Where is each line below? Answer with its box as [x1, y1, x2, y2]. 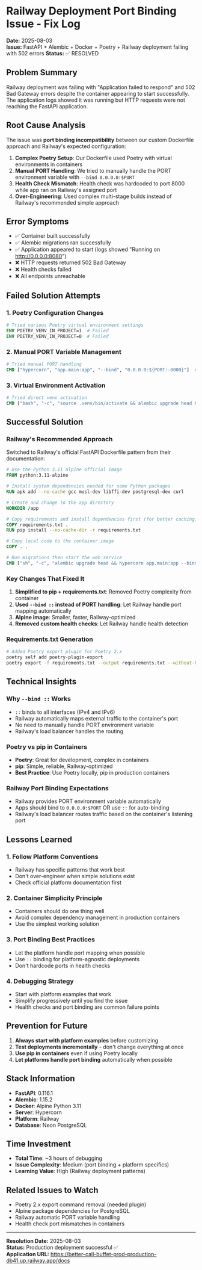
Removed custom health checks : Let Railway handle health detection [14, 620, 188, 627]
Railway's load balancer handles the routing [14, 727, 124, 735]
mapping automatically [14, 607, 72, 615]
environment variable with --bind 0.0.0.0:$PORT [14, 173, 135, 181]
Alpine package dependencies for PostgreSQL [14, 1207, 130, 1215]
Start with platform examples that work [14, 990, 111, 997]
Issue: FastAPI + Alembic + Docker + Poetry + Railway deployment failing [6, 43, 189, 51]
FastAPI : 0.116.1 [14, 1089, 53, 1097]
